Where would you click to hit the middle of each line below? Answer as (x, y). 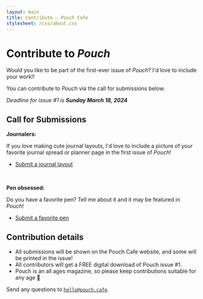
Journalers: (21, 134)
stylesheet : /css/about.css (42, 23)
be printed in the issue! (44, 258)
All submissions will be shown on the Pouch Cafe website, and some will (105, 252)
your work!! (21, 77)
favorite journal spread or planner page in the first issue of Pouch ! (89, 152)
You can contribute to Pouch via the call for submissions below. (86, 88)
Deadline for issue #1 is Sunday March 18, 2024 (67, 100)
